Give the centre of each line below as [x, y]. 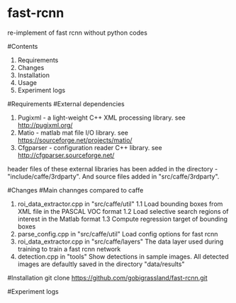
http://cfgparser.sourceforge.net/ [66, 155]
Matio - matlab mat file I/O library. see [73, 132]
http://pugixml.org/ [45, 125]
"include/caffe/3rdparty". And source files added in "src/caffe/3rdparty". [113, 176]
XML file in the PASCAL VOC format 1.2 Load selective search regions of [123, 211]
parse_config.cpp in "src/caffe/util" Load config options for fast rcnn [118, 234]
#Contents [23, 46]
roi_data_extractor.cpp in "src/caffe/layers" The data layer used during [120, 241]
